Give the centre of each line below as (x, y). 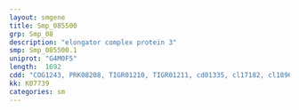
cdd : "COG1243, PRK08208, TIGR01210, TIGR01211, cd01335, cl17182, (137, 75)
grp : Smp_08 (31, 34)
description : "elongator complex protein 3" (93, 42)
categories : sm (37, 91)
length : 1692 (36, 67)
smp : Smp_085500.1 (43, 51)
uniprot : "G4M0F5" (43, 59)
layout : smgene (37, 17)
